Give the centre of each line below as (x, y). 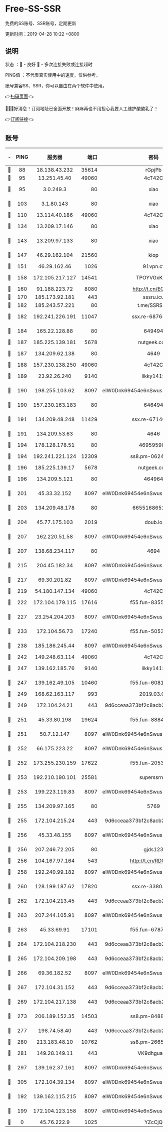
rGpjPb (153, 170)
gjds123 (153, 849)
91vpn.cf (153, 266)
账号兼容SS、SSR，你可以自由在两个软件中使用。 (56, 85)
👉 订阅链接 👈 (19, 119)
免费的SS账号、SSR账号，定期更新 (41, 23)
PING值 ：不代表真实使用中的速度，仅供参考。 (53, 75)
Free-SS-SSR (33, 9)
